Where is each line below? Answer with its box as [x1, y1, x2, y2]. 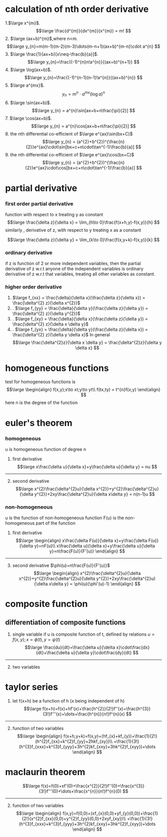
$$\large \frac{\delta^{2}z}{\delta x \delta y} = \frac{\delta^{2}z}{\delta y [12, 340, 162, 346]
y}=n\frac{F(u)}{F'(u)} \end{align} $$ [49, 548, 125, 554]
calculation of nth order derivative [5, 3, 149, 15]
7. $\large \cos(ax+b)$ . [5, 116, 52, 122]
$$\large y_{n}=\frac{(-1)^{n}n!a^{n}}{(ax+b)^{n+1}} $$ [27, 59, 140, 65]
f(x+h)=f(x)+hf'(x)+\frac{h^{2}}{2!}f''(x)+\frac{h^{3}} [42, 706, 151, 712]
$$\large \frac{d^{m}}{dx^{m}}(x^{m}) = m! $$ [36, 27, 131, 33]
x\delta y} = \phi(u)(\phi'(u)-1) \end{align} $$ [49, 581, 141, 587]
